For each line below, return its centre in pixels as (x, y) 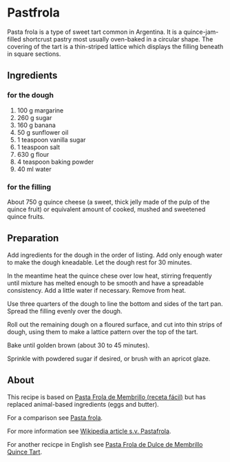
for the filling (29, 186)
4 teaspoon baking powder (55, 162)
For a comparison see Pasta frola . (55, 417)
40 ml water (34, 169)
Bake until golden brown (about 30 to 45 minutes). (79, 345)
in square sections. (34, 54)
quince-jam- (201, 32)
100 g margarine (40, 110)
